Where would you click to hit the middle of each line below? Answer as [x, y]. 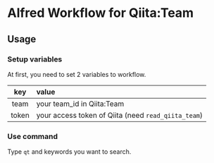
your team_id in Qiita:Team [80, 104]
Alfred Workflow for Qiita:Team [101, 13]
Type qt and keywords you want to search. [69, 152]
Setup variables [35, 59]
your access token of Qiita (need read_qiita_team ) [119, 115]
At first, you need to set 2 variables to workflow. [77, 74]
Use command [33, 136]
